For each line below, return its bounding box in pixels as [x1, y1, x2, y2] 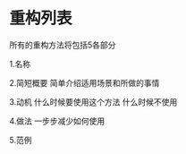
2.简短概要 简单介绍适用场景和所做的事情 [9, 77, 160, 88]
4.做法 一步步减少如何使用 [9, 115, 106, 126]
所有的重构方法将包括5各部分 [9, 39, 116, 50]
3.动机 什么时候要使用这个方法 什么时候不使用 [9, 96, 178, 107]
